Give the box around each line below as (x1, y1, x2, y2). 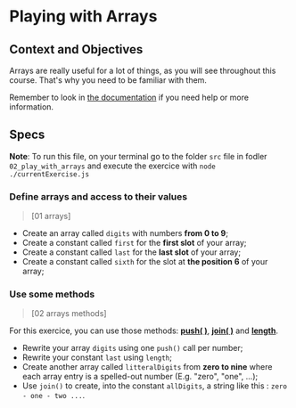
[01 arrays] (30, 211, 71, 222)
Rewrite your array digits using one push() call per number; (21, 343, 243, 354)
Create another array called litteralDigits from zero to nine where (21, 362, 273, 372)
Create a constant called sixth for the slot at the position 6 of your (21, 257, 268, 267)
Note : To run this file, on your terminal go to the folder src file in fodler (9, 151, 267, 161)
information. (9, 102, 54, 112)
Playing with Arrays (9, 6, 158, 27)
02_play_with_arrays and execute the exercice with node (9, 160, 216, 171)
